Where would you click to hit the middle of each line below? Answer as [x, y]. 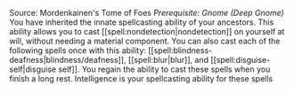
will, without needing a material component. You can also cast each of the [145, 41]
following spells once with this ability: [78, 50]
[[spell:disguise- [241, 60]
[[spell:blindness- [180, 50]
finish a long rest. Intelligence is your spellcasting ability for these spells [141, 78]
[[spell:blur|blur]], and [168, 60]
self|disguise [33, 69]
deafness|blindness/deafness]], [68, 60]
